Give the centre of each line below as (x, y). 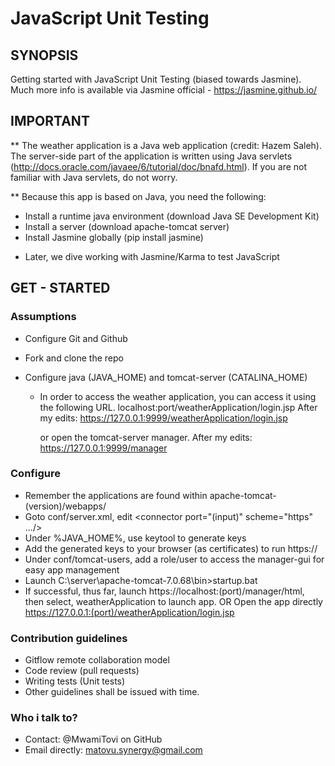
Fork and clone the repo (74, 358)
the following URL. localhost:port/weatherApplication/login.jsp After (178, 407)
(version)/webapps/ (65, 506)
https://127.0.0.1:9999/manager (103, 448)
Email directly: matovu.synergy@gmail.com (113, 750)
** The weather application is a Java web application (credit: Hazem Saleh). (166, 145)
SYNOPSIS (44, 55)
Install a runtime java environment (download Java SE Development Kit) (172, 216)
